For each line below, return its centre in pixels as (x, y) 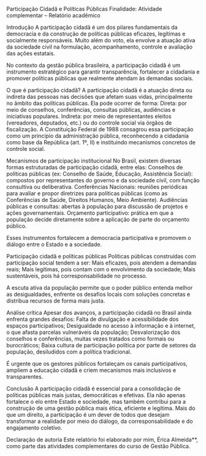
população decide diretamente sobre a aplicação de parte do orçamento (98, 219)
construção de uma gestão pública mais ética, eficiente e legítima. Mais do (101, 408)
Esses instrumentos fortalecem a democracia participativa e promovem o (99, 238)
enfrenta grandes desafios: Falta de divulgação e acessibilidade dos (93, 319)
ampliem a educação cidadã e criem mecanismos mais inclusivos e (91, 370)
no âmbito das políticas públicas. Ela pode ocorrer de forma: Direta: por (97, 103)
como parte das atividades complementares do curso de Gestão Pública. (98, 446)
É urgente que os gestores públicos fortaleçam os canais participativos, (97, 364)
